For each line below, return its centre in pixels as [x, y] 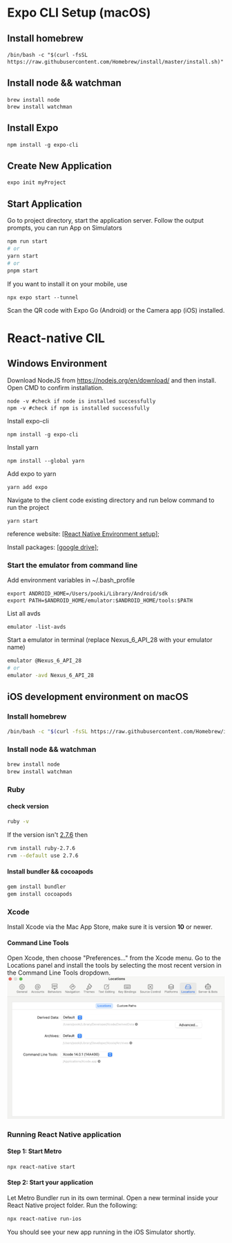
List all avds [24, 613]
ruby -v [18, 822]
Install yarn [23, 447]
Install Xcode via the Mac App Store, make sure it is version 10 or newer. [110, 927]
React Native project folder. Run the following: [72, 1205]
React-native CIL [56, 338]
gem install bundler [37, 887]
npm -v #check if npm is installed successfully [78, 408]
